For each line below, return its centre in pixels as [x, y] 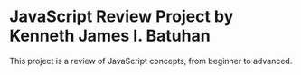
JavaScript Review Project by [122, 17]
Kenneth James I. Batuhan [110, 36]
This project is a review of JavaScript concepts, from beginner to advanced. [151, 61]
